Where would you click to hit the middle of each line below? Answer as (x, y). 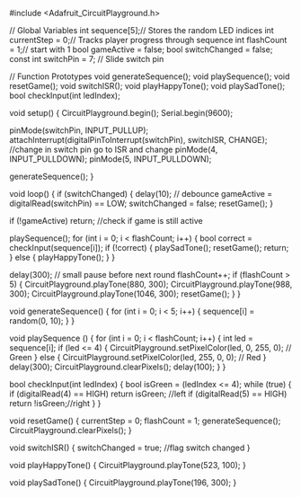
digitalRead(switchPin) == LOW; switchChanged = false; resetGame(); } (142, 203)
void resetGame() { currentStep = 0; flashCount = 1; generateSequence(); (145, 421)
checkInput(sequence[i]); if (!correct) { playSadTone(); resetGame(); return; (149, 248)
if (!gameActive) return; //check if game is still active (106, 221)
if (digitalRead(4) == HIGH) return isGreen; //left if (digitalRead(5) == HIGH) (148, 394)
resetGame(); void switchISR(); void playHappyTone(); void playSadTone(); (147, 86)
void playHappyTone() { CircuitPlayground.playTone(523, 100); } (128, 465)
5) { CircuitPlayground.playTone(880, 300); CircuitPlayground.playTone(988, (151, 284)
